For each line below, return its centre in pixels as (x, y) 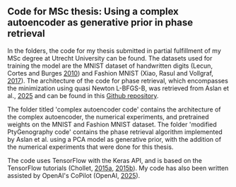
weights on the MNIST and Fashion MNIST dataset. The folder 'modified (112, 124)
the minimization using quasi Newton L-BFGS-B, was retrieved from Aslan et (118, 88)
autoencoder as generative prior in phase (100, 23)
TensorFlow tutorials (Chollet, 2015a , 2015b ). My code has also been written (118, 168)
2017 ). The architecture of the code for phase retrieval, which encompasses (118, 80)
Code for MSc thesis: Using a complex (93, 12)
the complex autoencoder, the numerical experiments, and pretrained (108, 116)
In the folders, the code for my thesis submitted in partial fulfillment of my (114, 50)
